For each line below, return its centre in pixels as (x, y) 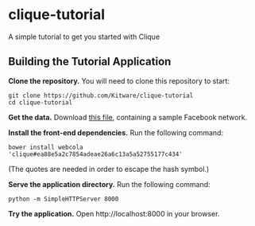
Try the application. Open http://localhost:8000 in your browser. (114, 213)
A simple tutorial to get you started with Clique (84, 37)
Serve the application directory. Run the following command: (109, 184)
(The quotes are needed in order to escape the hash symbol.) (109, 169)
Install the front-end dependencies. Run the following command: (116, 132)
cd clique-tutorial (41, 102)
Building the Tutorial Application (90, 62)
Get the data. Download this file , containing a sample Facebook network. (128, 117)
